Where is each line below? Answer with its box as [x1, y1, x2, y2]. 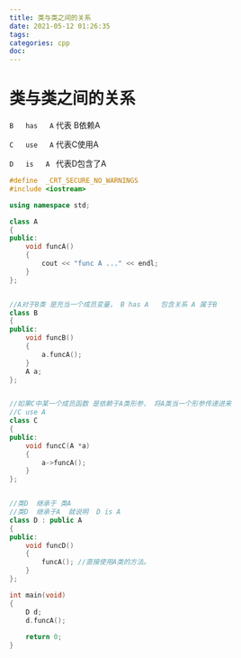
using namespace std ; [9, 200, 91, 210]
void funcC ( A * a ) [25, 441, 91, 451]
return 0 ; [25, 633, 63, 642]
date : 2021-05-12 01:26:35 [9, 22, 111, 31]
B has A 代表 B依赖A [9, 120, 101, 131]
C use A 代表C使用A [9, 139, 99, 150]
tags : [9, 30, 30, 39]
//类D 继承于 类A [9, 499, 72, 508]
